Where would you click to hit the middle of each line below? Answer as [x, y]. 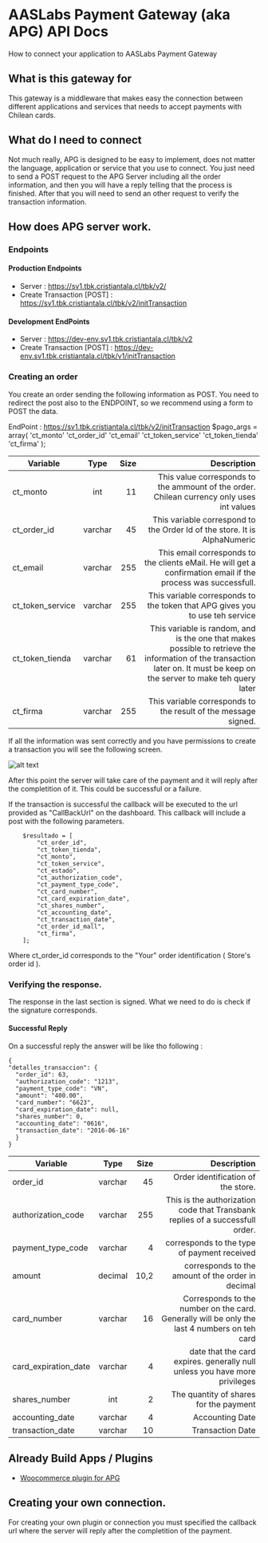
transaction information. [47, 202]
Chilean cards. [32, 115]
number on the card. [217, 1308]
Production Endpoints [45, 268]
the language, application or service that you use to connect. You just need [132, 168]
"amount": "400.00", [49, 1096]
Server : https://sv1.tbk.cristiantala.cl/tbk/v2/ [93, 286]
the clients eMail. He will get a [200, 562]
